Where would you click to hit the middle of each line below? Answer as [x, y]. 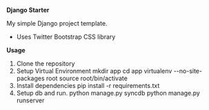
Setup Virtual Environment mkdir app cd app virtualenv [94, 71]
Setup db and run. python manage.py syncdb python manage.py [108, 93]
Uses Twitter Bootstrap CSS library [66, 37]
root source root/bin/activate [87, 78]
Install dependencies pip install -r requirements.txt [88, 85]
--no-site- [188, 71]
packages [31, 78]
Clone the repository [46, 64]
